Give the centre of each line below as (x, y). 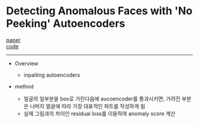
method (24, 86)
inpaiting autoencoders (52, 75)
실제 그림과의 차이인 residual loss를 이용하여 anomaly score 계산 (99, 113)
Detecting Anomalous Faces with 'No (99, 11)
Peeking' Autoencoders (66, 23)
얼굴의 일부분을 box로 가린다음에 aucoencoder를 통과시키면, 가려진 (102, 99)
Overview (26, 63)
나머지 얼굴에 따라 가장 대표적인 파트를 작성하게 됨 (88, 106)
